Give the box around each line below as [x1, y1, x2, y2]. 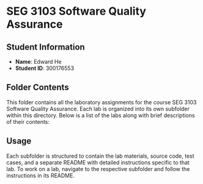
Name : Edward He [15, 58, 62, 65]
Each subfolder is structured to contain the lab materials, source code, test [6, 152, 194, 159]
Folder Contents [6, 82, 69, 93]
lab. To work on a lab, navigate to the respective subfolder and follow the [6, 165, 190, 172]
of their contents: [6, 118, 50, 125]
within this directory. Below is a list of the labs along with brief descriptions [6, 112, 195, 119]
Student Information [6, 42, 86, 52]
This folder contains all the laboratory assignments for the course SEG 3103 [6, 98, 197, 105]
